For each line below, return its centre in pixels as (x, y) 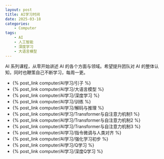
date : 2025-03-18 (23, 19)
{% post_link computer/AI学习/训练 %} (51, 101)
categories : (17, 24)
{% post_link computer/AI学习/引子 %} (51, 83)
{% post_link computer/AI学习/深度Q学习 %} (58, 151)
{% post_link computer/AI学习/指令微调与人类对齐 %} (67, 133)
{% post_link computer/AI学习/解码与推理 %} (58, 108)
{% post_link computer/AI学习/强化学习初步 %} (60, 139)
